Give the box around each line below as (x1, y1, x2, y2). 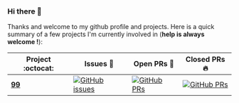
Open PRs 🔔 (133, 59, 174, 69)
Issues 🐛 (84, 59, 114, 69)
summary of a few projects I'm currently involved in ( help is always (7, 30, 205, 38)
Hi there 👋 (7, 6, 43, 16)
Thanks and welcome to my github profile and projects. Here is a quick (7, 23, 215, 31)
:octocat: (23, 63, 55, 73)
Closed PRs (185, 55, 225, 65)
